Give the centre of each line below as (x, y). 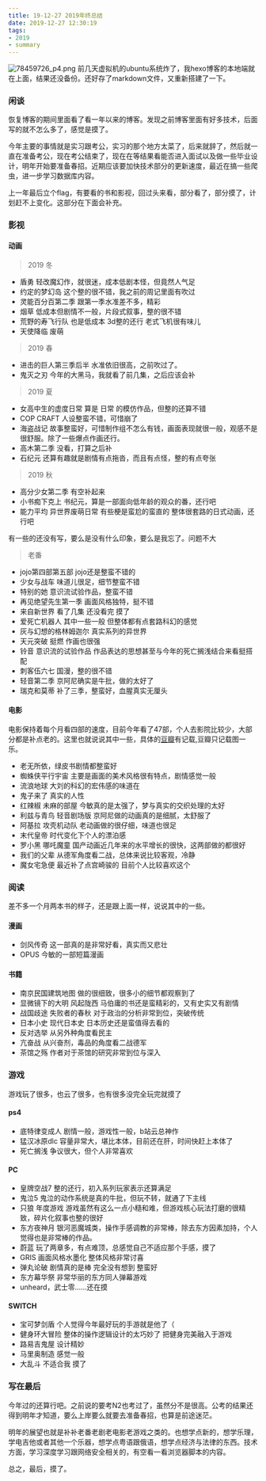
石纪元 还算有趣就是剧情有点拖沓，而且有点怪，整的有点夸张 (118, 458)
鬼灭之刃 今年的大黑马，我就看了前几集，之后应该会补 (107, 375)
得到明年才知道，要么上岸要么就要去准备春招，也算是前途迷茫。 (112, 1415)
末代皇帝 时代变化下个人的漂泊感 (73, 835)
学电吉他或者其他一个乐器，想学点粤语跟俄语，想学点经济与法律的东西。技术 (133, 1441)
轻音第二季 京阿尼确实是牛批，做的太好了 (87, 680)
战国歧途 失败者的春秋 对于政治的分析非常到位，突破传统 (112, 1013)
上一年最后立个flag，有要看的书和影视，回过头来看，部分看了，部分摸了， (129, 193)
